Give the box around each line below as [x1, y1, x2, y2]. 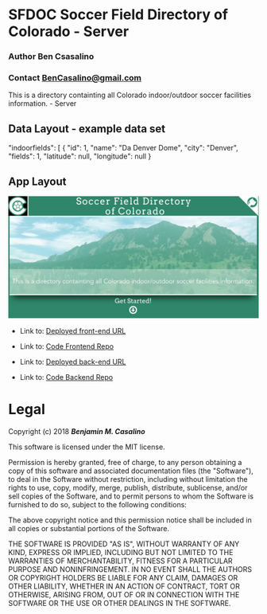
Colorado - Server [8, 22, 130, 41]
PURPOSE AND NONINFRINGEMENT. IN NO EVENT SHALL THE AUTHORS [8, 564, 253, 574]
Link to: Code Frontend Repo [19, 341, 114, 351]
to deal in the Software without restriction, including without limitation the [8, 474, 248, 483]
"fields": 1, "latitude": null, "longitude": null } [8, 151, 152, 161]
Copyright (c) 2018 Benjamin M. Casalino [8, 426, 145, 436]
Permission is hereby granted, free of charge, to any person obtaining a [8, 457, 242, 467]
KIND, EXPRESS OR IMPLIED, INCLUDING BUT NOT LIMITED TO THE [8, 547, 234, 557]
